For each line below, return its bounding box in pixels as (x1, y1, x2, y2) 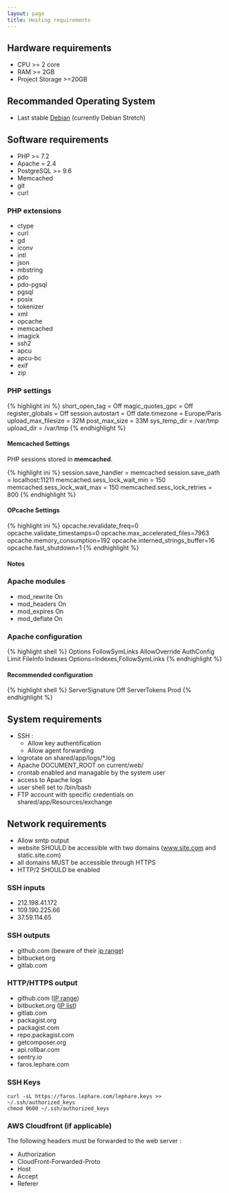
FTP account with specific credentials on (17, 790, 134, 799)
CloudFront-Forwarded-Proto (17, 1158, 101, 1166)
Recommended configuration (7, 670, 93, 678)
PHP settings (7, 386, 52, 396)
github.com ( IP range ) (17, 994, 79, 1002)
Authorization (17, 1150, 57, 1158)
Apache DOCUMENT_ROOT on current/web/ (17, 761, 143, 770)
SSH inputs (7, 882, 46, 892)
